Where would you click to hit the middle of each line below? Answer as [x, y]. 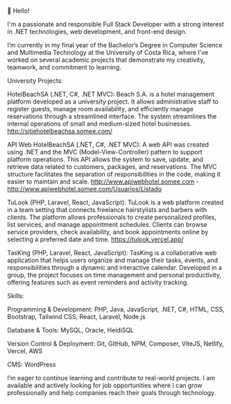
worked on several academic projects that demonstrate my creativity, [106, 60]
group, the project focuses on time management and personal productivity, [114, 275]
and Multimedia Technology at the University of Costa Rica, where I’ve [108, 52]
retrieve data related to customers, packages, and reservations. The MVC [112, 167]
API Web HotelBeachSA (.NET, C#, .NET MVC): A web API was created [108, 145]
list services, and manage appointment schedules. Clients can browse [107, 225]
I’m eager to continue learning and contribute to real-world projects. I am [111, 378]
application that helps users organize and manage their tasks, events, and [113, 260]
